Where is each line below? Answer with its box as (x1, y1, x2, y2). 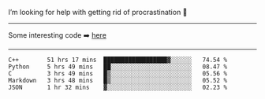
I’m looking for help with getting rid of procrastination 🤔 (8, 8, 188, 16)
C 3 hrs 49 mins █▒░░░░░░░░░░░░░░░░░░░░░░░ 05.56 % (8, 70, 227, 78)
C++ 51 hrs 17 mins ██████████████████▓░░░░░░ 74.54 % (8, 56, 227, 64)
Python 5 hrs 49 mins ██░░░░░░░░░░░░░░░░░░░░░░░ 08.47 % (8, 63, 227, 71)
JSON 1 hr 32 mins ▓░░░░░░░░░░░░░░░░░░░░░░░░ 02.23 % (8, 83, 227, 91)
